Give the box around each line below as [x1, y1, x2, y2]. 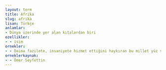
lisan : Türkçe [5, 21, 35, 26]
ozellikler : [5, 35, 30, 40]
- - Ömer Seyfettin [5, 58, 45, 63]
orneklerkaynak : [5, 53, 39, 58]
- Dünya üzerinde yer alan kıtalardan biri [5, 30, 96, 35]
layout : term [5, 7, 32, 12]
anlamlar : [5, 26, 26, 31]
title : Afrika [5, 12, 35, 17]
